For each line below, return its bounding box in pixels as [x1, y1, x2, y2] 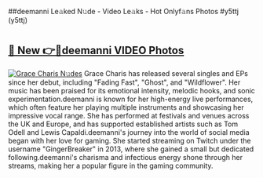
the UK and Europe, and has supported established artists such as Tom [8, 119, 239, 129]
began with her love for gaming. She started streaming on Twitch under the [8, 136, 251, 145]
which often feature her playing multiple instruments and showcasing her [8, 102, 245, 112]
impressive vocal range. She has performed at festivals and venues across [8, 111, 250, 120]
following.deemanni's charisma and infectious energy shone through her [8, 152, 243, 162]
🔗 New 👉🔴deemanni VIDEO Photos [8, 44, 184, 57]
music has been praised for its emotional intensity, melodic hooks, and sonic [8, 85, 255, 95]
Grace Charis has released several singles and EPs [83, 68, 249, 78]
